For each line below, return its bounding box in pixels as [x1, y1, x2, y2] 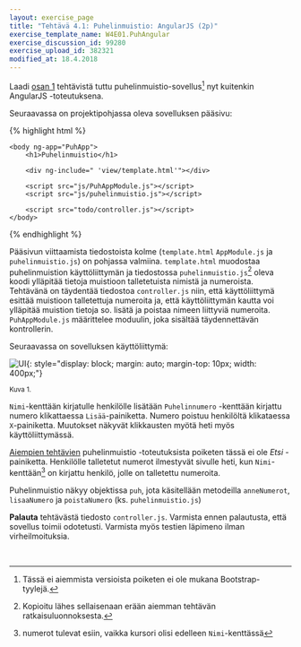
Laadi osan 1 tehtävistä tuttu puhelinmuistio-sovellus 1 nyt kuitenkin [9, 80, 254, 91]
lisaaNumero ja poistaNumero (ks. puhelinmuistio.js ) [9, 494, 202, 505]
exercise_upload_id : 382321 [9, 47, 115, 56]
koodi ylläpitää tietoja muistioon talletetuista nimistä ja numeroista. [9, 276, 254, 287]
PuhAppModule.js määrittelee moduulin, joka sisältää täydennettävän [9, 315, 260, 325]
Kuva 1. [9, 385, 31, 394]
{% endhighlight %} [9, 229, 82, 239]
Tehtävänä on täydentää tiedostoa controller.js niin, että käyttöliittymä [9, 286, 275, 297]
